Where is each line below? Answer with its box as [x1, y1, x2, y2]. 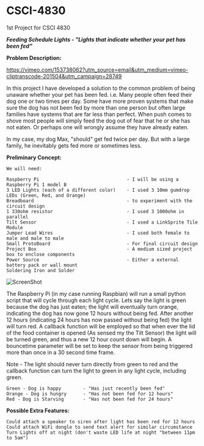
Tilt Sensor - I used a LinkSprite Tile [6, 219, 199, 225]
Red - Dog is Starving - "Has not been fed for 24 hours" [6, 396, 173, 402]
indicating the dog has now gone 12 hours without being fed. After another [6, 309, 194, 317]
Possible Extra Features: [6, 407, 70, 414]
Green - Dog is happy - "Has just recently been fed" [6, 385, 166, 391]
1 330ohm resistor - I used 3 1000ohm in [6, 208, 184, 214]
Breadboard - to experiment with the [6, 197, 192, 204]
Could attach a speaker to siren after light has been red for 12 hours [6, 418, 195, 425]
